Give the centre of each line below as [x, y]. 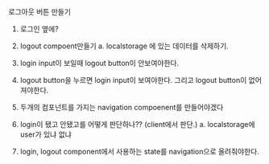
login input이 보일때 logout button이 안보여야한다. [99, 63]
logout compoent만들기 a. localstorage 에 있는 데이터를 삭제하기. [124, 46]
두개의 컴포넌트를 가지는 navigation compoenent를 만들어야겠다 [122, 107]
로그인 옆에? [39, 29]
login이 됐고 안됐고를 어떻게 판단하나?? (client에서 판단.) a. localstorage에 [137, 124]
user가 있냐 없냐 [46, 134]
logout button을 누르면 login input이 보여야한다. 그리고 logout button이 [133, 80]
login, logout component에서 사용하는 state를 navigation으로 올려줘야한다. [140, 152]
